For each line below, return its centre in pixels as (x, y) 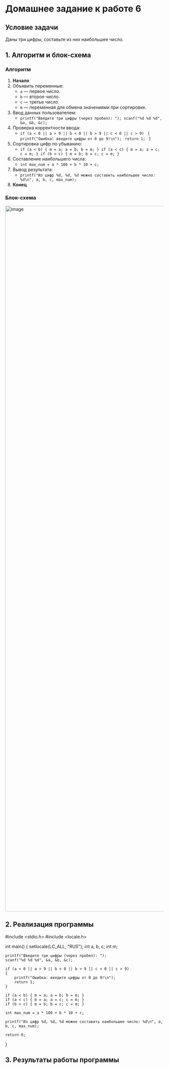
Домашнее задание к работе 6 (73, 9)
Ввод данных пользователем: (44, 112)
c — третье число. (39, 102)
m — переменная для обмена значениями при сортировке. (83, 107)
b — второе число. (40, 97)
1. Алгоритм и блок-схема (48, 55)
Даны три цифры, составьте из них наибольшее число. (64, 39)
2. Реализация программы (50, 924)
